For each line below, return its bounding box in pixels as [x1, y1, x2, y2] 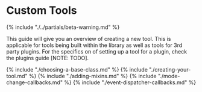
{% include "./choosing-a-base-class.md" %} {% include [6, 66, 148, 73]
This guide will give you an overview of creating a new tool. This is [6, 35, 171, 42]
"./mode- [157, 72, 180, 79]
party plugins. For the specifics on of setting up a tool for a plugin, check [6, 48, 188, 55]
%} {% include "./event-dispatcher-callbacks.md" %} [64, 79, 197, 86]
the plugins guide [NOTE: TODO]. [6, 54, 89, 61]
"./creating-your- [148, 66, 191, 73]
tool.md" [6, 72, 28, 79]
